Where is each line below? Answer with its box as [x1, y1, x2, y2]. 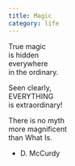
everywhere [8, 58, 48, 68]
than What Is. [8, 132, 52, 142]
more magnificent [8, 124, 67, 134]
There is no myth [8, 115, 65, 125]
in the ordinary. [8, 67, 59, 77]
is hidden [8, 50, 39, 60]
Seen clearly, [8, 82, 52, 93]
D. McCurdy [19, 148, 60, 158]
